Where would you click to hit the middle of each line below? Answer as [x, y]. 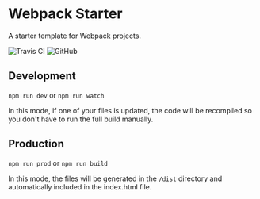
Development [42, 76]
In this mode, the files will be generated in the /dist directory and [115, 178]
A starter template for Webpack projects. [75, 36]
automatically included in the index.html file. [80, 186]
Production [36, 144]
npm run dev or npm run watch [56, 95]
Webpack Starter [65, 14]
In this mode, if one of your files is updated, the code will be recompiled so [130, 110]
